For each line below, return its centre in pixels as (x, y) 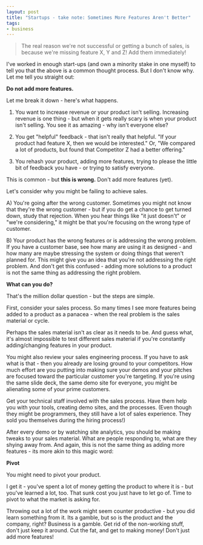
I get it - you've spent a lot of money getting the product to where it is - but (100, 487)
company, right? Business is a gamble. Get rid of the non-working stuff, (95, 524)
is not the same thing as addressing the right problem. (74, 272)
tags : (13, 23)
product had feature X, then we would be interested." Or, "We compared (105, 144)
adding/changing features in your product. (59, 345)
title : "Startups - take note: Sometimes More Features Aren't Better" (98, 18)
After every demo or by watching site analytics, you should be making (93, 432)
